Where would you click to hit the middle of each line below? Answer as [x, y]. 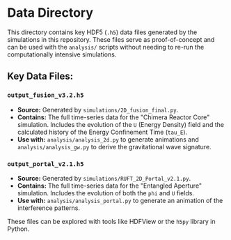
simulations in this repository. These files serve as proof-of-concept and [111, 39]
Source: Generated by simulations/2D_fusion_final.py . [98, 110]
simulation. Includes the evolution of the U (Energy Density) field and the [121, 124]
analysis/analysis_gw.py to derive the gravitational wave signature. [114, 147]
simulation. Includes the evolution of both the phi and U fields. [106, 193]
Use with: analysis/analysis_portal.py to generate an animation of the [120, 200]
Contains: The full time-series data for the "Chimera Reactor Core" [113, 117]
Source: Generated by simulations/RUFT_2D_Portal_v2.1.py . [104, 178]
